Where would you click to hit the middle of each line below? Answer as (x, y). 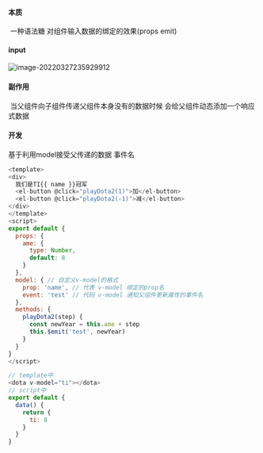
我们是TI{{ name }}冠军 (51, 184)
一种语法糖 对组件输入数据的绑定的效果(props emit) (93, 31)
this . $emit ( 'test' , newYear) (77, 332)
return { (37, 413)
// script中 (27, 390)
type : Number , (53, 251)
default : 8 (47, 258)
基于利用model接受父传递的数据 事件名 (71, 154)
